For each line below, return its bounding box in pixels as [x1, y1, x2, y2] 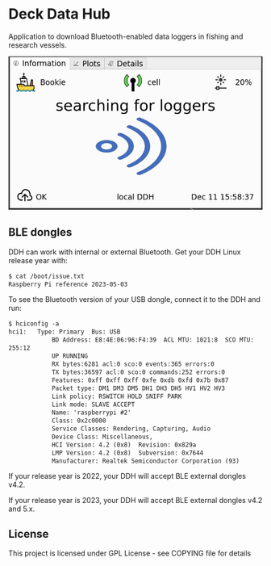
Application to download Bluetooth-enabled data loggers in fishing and [8, 31, 244, 41]
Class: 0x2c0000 [51, 417, 106, 425]
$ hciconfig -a [8, 320, 60, 328]
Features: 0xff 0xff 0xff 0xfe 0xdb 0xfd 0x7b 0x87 [51, 376, 229, 384]
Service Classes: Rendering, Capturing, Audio [51, 425, 211, 433]
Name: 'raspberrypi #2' [51, 409, 131, 417]
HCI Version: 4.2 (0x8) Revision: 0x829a [51, 441, 197, 449]
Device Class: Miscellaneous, [51, 433, 153, 441]
